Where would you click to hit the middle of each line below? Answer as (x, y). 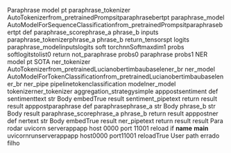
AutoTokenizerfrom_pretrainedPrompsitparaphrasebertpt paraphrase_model (116, 17)
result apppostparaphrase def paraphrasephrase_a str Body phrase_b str (112, 106)
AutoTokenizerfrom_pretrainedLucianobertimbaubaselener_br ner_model (111, 69)
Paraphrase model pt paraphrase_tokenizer (69, 10)
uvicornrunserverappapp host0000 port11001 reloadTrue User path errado (113, 136)
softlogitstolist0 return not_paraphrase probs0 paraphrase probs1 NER (108, 54)
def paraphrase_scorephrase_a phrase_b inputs (91, 32)
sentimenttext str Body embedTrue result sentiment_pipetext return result (112, 99)
